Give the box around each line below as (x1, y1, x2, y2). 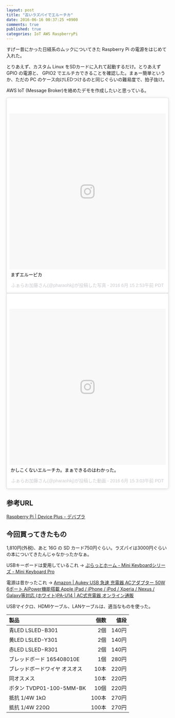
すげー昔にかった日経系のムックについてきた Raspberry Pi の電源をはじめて (6, 46, 167, 52)
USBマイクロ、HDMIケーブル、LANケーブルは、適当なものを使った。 (6, 603, 153, 609)
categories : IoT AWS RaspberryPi (6, 31, 78, 37)
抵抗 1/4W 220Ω (9, 704, 50, 711)
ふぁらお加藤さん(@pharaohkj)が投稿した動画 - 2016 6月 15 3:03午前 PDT (11, 478, 164, 483)
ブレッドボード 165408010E (9, 655, 80, 662)
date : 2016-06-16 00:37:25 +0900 (6, 17, 78, 22)
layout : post (6, 7, 34, 13)
